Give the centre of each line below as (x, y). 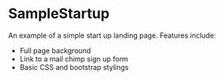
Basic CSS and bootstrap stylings (74, 67)
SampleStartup (59, 14)
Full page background (55, 50)
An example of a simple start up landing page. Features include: (112, 35)
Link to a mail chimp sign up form (74, 59)
